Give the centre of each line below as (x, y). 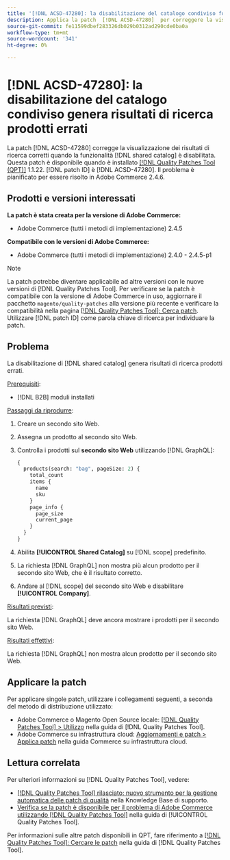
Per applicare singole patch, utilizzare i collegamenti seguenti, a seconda (110, 699)
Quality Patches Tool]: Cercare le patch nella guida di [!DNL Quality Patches (114, 842)
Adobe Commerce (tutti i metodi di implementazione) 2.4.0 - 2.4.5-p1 (114, 255)
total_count (47, 476)
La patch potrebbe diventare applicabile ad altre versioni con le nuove (105, 281)
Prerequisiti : (24, 384)
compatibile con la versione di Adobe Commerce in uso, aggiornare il (104, 296)
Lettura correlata (44, 763)
